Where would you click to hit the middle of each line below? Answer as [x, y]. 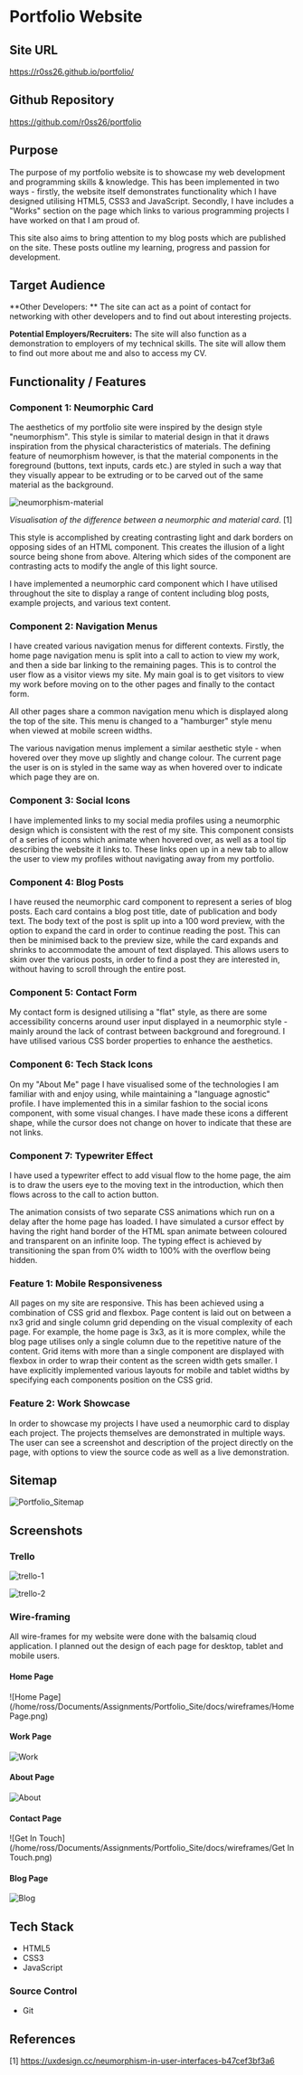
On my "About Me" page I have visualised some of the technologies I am [144, 1084]
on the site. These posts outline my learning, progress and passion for [140, 247]
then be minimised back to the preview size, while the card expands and [144, 940]
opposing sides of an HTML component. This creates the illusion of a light [147, 547]
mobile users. [35, 1655]
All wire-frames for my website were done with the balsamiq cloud [133, 1636]
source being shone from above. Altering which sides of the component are [150, 557]
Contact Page [35, 1818]
